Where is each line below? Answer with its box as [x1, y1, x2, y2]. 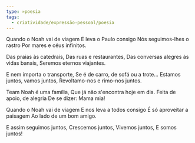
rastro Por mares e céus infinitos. [6, 42, 87, 49]
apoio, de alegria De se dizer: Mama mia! [6, 95, 105, 102]
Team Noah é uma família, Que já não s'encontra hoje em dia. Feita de [6, 89, 176, 96]
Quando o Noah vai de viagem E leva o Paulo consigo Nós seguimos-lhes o [6, 36, 190, 43]
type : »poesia [6, 8, 41, 15]
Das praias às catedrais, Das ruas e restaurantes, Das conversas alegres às [6, 54, 189, 61]
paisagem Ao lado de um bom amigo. [6, 112, 97, 119]
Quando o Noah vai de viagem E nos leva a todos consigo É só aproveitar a [6, 107, 189, 114]
